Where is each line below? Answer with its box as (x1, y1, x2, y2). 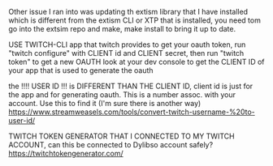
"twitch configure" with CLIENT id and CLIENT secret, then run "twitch (8, 49, 245, 57)
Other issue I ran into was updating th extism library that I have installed (8, 7, 249, 16)
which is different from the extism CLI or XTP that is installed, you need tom (8, 15, 262, 25)
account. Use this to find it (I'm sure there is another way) (8, 99, 201, 108)
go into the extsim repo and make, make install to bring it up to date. (8, 24, 236, 33)
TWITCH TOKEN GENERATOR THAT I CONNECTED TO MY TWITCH (8, 131, 235, 141)
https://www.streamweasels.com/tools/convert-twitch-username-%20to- (8, 107, 255, 117)
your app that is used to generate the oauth (8, 66, 154, 75)
